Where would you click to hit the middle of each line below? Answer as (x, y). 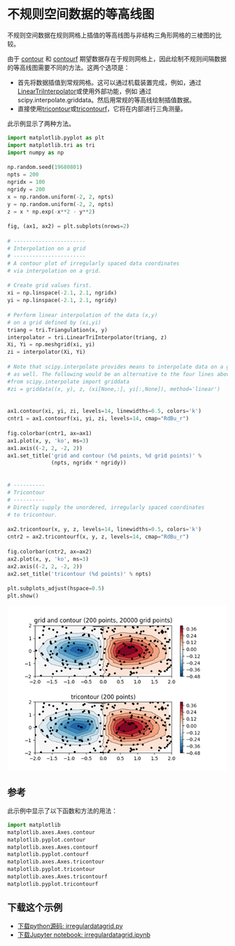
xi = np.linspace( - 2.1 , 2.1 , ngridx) (62, 293)
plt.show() (23, 596)
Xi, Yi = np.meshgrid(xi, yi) (51, 345)
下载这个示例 (35, 908)
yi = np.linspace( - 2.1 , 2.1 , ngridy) (62, 301)
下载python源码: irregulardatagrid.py (70, 926)
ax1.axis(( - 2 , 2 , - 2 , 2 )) (45, 448)
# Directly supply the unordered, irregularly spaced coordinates (106, 507)
